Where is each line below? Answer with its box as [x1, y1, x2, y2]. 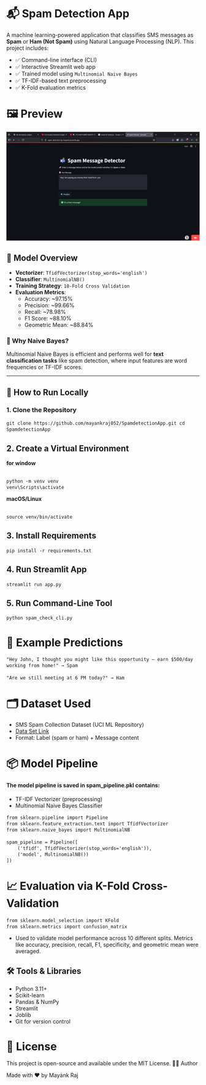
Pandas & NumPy [15, 998, 59, 1006]
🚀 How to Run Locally [6, 387, 89, 398]
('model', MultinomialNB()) [17, 851, 89, 858]
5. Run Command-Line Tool [6, 598, 112, 608]
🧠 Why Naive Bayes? [6, 337, 69, 345]
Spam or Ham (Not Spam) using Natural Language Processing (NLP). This [6, 37, 194, 45]
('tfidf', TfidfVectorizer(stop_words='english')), [17, 845, 152, 852]
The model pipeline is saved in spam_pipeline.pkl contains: [6, 781, 161, 789]
